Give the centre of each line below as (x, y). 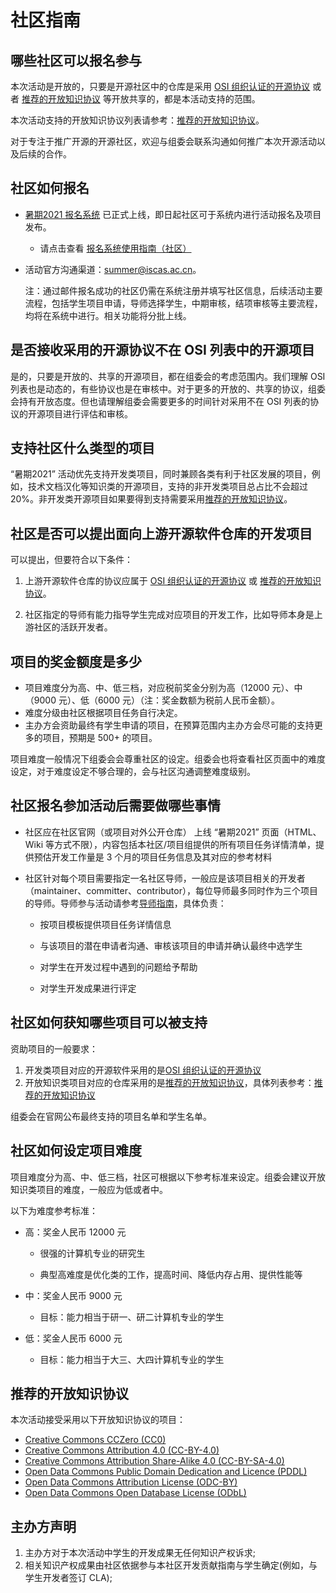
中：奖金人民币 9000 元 (73, 1295)
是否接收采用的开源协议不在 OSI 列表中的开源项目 (162, 350)
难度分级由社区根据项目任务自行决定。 (103, 713)
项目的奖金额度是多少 (76, 661)
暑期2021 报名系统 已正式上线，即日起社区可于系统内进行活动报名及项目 (173, 214)
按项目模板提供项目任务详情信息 (105, 924)
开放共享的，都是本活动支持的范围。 (186, 99)
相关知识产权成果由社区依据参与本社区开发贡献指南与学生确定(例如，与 (171, 1565)
